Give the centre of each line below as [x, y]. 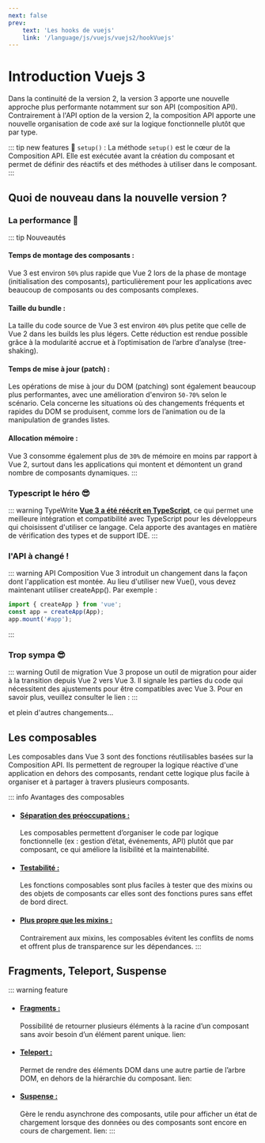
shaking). [23, 351]
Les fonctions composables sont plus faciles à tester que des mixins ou [136, 885]
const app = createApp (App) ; [56, 612]
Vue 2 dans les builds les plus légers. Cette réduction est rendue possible [128, 334]
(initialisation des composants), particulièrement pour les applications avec [130, 282]
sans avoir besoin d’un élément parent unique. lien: [102, 1034]
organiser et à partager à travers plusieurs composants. [99, 782]
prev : [17, 23]
